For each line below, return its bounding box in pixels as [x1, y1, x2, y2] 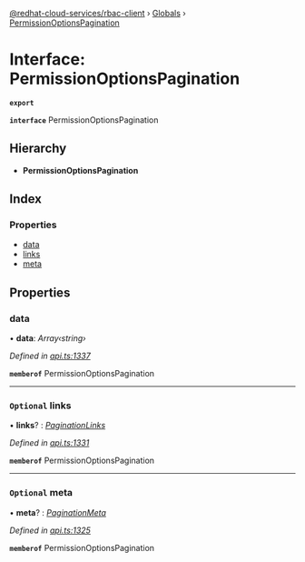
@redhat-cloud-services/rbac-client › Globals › [9, 8, 186, 18]
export [9, 98, 34, 107]
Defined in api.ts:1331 [9, 437, 90, 448]
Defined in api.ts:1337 [9, 350, 91, 362]
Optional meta [9, 487, 74, 499]
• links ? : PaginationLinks [9, 420, 106, 431]
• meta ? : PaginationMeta [9, 507, 107, 517]
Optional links [9, 399, 72, 412]
